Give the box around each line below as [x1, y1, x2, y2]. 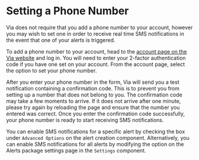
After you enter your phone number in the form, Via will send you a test [6, 79, 179, 86]
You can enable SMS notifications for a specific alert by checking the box [6, 128, 185, 135]
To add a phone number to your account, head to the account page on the [6, 48, 187, 55]
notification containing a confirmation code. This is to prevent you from [6, 84, 179, 92]
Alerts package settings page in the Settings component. [6, 147, 146, 154]
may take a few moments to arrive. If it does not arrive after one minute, [6, 97, 181, 105]
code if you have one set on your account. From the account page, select [6, 61, 185, 68]
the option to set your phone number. [6, 67, 97, 74]
